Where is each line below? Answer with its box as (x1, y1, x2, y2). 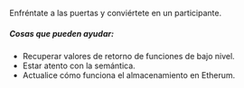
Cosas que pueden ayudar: (9, 28, 115, 39)
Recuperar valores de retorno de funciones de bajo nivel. (22, 50, 235, 61)
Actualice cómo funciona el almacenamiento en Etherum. (22, 69, 236, 80)
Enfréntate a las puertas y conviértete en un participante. (9, 8, 222, 18)
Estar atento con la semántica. (22, 60, 136, 71)
